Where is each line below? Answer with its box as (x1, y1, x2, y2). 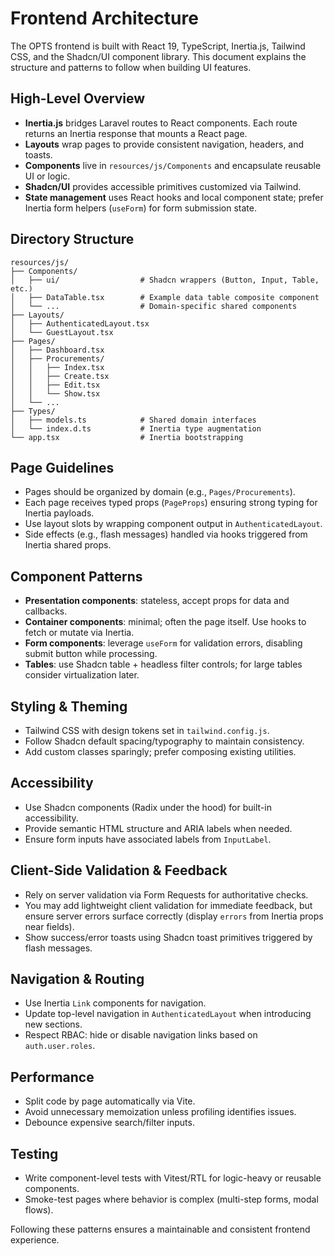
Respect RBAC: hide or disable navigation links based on (24, 1029, 258, 1041)
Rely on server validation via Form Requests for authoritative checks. (24, 888, 309, 901)
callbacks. (24, 605, 68, 617)
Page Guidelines (10, 459, 115, 476)
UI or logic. (24, 170, 71, 182)
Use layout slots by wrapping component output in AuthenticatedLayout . (24, 518, 323, 530)
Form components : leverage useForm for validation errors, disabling (24, 637, 303, 649)
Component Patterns (10, 568, 143, 585)
